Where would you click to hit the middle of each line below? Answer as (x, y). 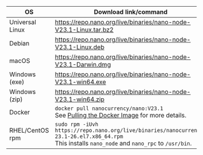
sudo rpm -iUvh (76, 124)
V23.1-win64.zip (79, 99)
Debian (19, 43)
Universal (23, 22)
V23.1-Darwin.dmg (83, 64)
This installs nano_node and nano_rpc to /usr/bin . (123, 143)
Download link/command (131, 12)
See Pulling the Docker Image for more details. (121, 115)
